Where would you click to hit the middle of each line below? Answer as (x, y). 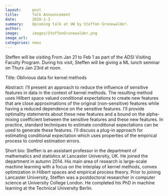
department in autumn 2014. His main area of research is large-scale (76, 161)
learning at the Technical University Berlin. (49, 188)
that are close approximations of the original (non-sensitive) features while (82, 103)
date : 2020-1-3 (28, 19)
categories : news (23, 43)
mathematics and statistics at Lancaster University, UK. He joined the (76, 156)
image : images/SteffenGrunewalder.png (51, 33)
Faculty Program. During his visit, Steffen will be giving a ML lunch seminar (82, 62)
